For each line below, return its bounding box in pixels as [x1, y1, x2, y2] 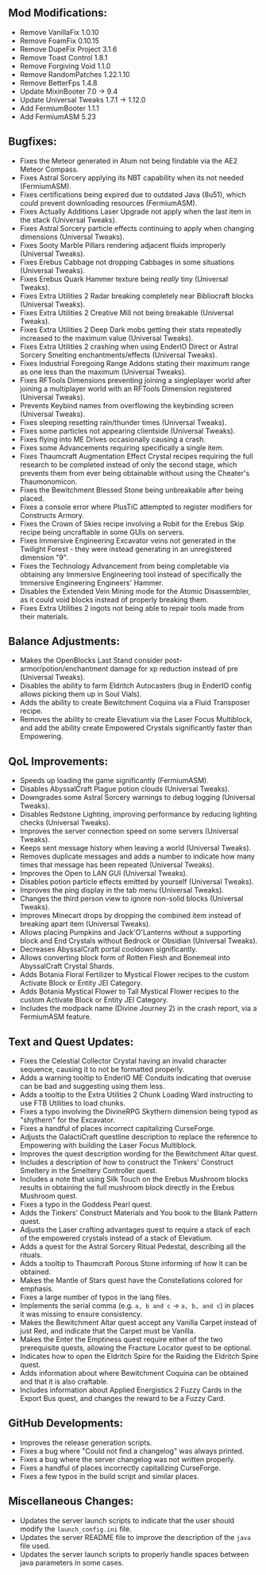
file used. [19, 1541, 51, 1550]
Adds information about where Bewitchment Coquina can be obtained [19, 1368, 249, 1378]
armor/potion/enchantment [19, 664, 109, 674]
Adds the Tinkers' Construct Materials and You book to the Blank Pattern [19, 1208, 258, 1218]
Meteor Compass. [19, 164, 79, 174]
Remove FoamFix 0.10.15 [19, 36, 99, 45]
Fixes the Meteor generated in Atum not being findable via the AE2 [19, 156, 238, 165]
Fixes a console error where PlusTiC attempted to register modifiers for [19, 502, 253, 511]
